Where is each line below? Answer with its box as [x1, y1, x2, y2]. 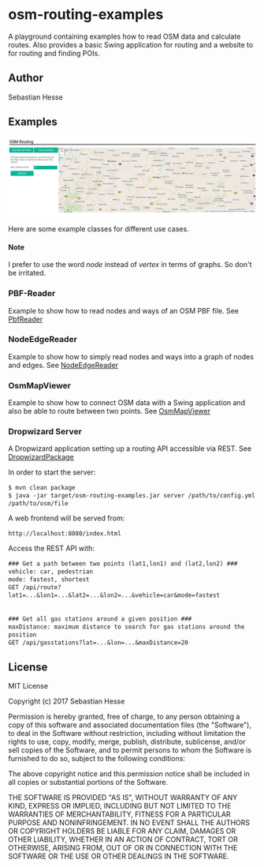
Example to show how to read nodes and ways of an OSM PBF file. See [8, 306, 239, 315]
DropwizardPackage [8, 452, 74, 462]
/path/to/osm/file [8, 500, 69, 508]
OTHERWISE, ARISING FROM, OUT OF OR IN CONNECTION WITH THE [8, 843, 238, 853]
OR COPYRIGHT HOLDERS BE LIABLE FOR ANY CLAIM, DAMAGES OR [8, 827, 236, 836]
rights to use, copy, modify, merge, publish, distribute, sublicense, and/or [8, 737, 246, 747]
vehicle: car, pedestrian [8, 568, 93, 576]
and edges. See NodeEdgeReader [8, 360, 119, 370]
